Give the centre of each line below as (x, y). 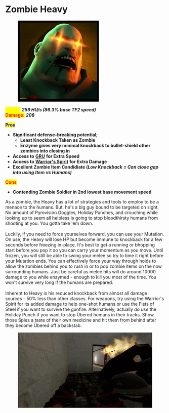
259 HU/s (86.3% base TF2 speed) (59, 109)
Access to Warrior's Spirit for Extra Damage (60, 161)
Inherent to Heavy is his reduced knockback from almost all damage (76, 293)
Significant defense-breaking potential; (55, 135)
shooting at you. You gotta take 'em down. (49, 223)
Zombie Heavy (37, 9)
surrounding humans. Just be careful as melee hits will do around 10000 (80, 271)
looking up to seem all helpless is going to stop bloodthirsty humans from (82, 218)
